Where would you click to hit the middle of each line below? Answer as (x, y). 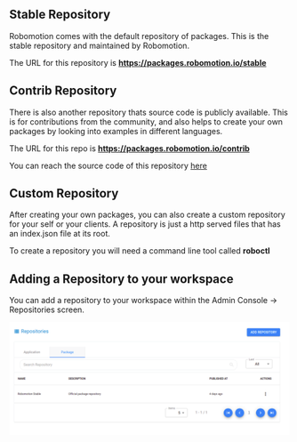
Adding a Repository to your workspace (121, 279)
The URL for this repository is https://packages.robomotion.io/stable (138, 62)
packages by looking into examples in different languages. (116, 131)
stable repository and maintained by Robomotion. (99, 45)
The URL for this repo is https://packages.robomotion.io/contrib (130, 148)
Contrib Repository (63, 91)
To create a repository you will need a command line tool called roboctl (140, 251)
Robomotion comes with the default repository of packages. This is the (139, 36)
